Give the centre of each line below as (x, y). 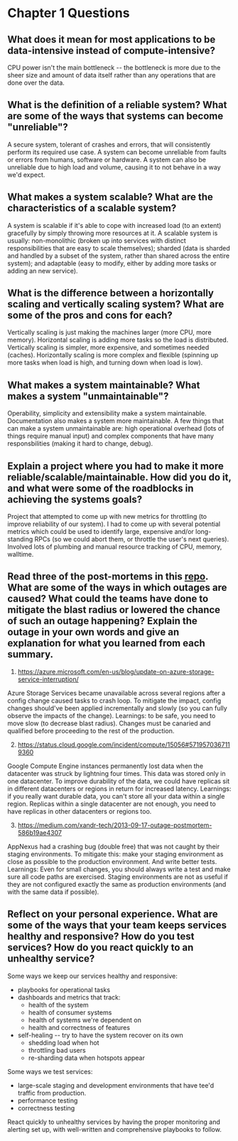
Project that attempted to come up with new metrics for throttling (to (107, 517)
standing (20, 540)
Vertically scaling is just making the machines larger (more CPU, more (109, 332)
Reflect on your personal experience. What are (113, 914)
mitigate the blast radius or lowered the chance (114, 610)
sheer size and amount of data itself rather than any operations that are (112, 75)
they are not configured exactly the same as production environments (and (117, 884)
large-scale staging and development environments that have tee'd (116, 1085)
